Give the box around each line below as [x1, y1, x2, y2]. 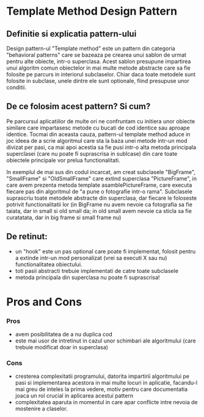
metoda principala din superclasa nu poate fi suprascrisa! [15, 274, 160, 281]
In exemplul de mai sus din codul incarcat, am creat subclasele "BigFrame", [6, 168, 195, 175]
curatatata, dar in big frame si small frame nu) [6, 214, 122, 221]
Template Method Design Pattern [6, 4, 178, 18]
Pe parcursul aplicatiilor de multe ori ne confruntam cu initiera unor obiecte [6, 117, 195, 125]
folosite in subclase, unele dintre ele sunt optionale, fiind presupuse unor [6, 78, 189, 84]
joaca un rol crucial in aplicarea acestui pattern [15, 392, 133, 399]
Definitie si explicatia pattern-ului [6, 29, 137, 39]
